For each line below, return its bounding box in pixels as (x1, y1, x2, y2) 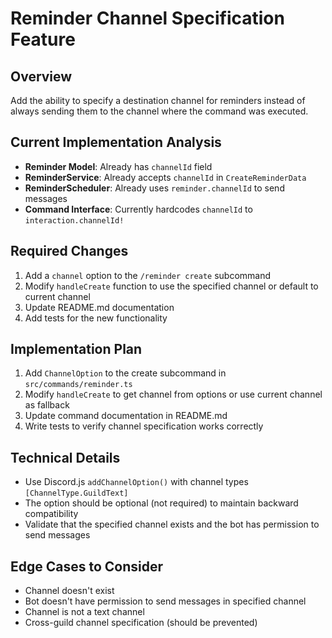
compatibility (24, 508, 79, 520)
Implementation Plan (10, 341, 143, 358)
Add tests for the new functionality (24, 312, 168, 324)
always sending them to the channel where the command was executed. (10, 105, 309, 117)
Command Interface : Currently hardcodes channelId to (24, 203, 253, 215)
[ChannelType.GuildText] (24, 488, 129, 499)
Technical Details (10, 449, 121, 466)
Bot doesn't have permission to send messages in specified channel (24, 595, 307, 607)
